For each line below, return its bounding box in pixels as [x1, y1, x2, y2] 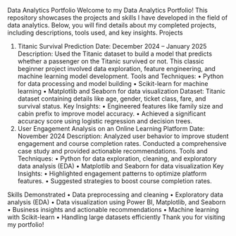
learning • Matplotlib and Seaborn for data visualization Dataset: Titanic [17, 87, 226, 95]
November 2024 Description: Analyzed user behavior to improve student [17, 132, 229, 140]
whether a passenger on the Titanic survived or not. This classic [17, 57, 204, 66]
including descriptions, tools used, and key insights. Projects [7, 28, 183, 37]
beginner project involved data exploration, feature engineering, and [17, 65, 216, 73]
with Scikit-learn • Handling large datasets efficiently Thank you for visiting [7, 213, 225, 221]
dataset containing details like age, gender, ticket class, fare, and [17, 94, 206, 103]
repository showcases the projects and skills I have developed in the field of [7, 13, 228, 22]
